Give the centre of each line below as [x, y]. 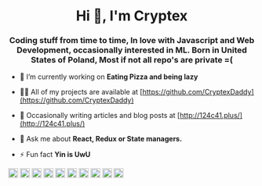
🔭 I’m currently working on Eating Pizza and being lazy [109, 77]
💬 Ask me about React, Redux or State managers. [101, 139]
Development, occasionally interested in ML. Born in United [132, 50]
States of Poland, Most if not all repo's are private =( [132, 60]
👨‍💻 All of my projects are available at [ [81, 92]
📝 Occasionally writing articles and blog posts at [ [100, 116]
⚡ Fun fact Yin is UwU [55, 155]
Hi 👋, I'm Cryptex [132, 16]
